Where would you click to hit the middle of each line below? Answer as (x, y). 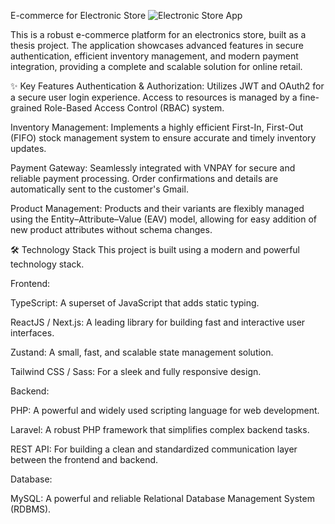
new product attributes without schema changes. (111, 229)
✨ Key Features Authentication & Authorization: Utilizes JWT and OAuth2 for (167, 86)
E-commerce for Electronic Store (78, 15)
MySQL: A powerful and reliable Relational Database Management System (162, 498)
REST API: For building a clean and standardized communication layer (154, 449)
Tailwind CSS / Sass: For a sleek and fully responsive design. (136, 371)
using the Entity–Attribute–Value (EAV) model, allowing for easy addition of (163, 219)
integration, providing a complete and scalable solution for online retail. (156, 66)
